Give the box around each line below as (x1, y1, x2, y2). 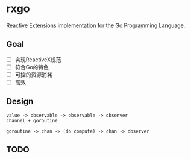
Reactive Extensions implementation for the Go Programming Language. (6, 22, 186, 29)
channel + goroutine (6, 117, 58, 123)
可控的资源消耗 (14, 71, 52, 78)
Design (6, 96, 34, 107)
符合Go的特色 (14, 63, 49, 70)
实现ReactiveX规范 (14, 56, 61, 63)
